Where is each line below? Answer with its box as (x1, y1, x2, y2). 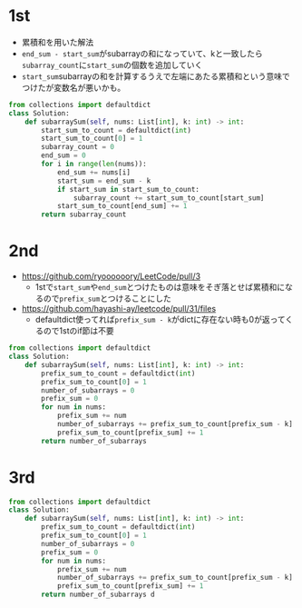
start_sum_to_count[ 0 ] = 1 (41, 134, 143, 144)
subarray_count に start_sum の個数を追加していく (21, 59, 203, 70)
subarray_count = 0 (41, 143, 115, 152)
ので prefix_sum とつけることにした (43, 293, 171, 304)
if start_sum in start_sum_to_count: (56, 184, 200, 194)
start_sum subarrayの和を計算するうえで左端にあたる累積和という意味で (21, 70, 291, 82)
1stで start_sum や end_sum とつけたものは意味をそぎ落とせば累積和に (34, 282, 286, 293)
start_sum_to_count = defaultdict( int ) (41, 125, 192, 135)
